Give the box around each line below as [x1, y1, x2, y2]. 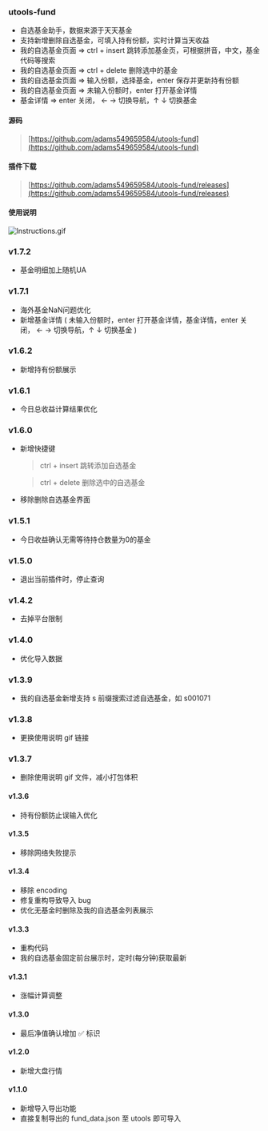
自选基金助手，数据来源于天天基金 [19, 26, 133, 35]
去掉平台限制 [19, 614, 62, 624]
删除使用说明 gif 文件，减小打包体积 [19, 772, 138, 782]
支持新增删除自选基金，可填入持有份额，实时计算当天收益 [19, 35, 210, 46]
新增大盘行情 [19, 1065, 62, 1075]
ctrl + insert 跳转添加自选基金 [39, 461, 137, 471]
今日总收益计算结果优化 [19, 404, 98, 414]
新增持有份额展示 [19, 364, 77, 374]
